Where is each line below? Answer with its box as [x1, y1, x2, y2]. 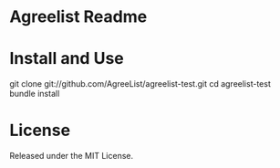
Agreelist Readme [9, 6, 148, 27]
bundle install [9, 89, 60, 100]
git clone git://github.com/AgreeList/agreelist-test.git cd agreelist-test [9, 79, 271, 89]
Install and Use [9, 48, 125, 69]
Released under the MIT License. [9, 151, 134, 162]
